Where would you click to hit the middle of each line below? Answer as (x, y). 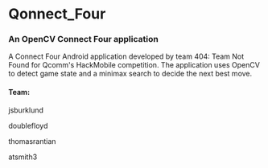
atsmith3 (23, 157)
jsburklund (26, 110)
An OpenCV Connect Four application (83, 39)
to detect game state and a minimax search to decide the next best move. (130, 74)
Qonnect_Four (57, 14)
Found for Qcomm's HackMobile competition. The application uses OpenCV (134, 65)
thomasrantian (32, 141)
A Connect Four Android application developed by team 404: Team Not (126, 56)
